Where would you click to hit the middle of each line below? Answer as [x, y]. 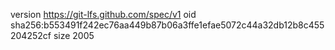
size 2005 [74, 35]
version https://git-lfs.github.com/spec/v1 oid [103, 14]
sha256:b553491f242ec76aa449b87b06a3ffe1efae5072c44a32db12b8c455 [167, 25]
